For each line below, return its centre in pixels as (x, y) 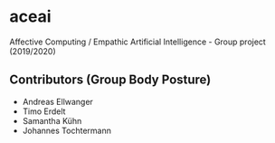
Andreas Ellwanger (57, 101)
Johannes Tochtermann (66, 130)
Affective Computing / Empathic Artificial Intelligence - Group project (138, 42)
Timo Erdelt (44, 111)
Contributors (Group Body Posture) (110, 80)
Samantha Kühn (52, 120)
